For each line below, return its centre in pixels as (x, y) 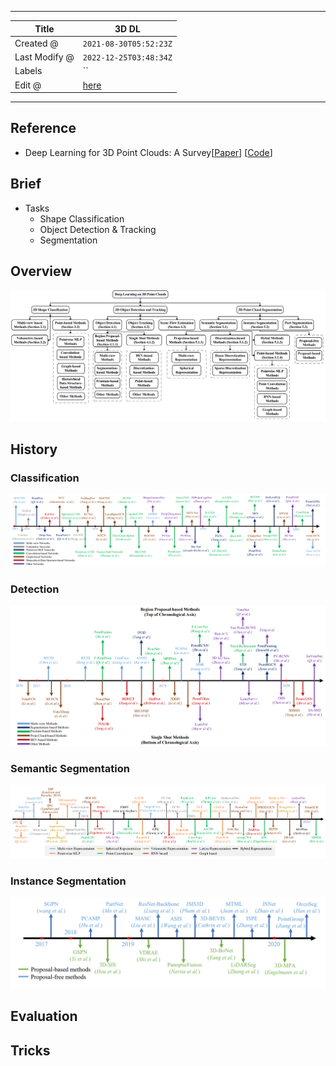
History (34, 449)
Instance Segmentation (68, 881)
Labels (28, 71)
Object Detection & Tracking (98, 229)
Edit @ (28, 85)
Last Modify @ (44, 57)
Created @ (36, 43)
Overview (41, 271)
